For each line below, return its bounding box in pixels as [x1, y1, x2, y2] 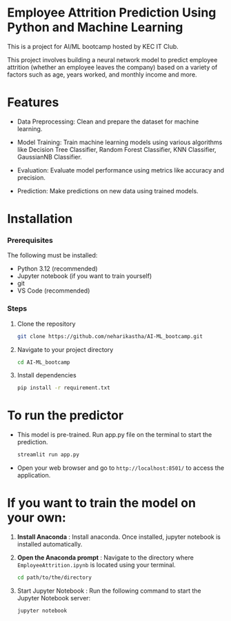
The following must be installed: [7, 251, 98, 259]
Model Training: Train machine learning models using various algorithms [17, 138, 223, 146]
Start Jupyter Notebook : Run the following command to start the [17, 586, 201, 595]
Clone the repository [17, 319, 76, 328]
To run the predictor [7, 408, 124, 424]
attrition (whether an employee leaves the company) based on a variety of [7, 63, 218, 71]
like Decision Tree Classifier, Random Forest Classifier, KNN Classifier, [17, 145, 217, 153]
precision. [17, 173, 46, 181]
